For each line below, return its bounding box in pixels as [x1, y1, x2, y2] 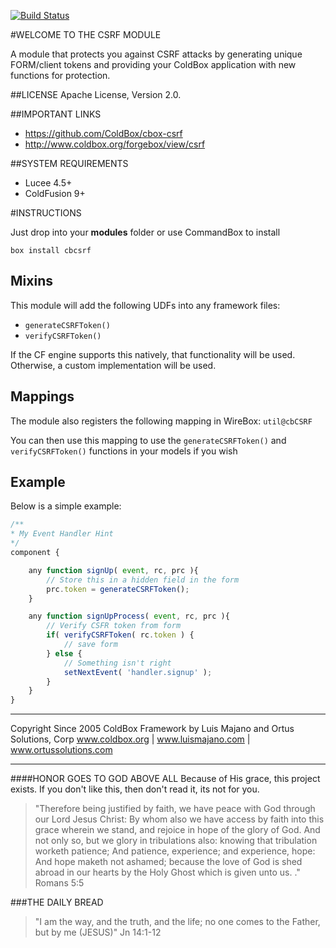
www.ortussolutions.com [10, 744, 113, 756]
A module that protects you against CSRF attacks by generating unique [10, 48, 303, 60]
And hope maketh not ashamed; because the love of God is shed [34, 856, 303, 868]
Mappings [10, 388, 75, 405]
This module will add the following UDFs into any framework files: [10, 299, 281, 311]
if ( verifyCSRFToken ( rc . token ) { [46, 630, 195, 640]
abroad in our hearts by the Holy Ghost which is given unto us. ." [34, 866, 301, 879]
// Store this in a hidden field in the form [46, 575, 240, 585]
